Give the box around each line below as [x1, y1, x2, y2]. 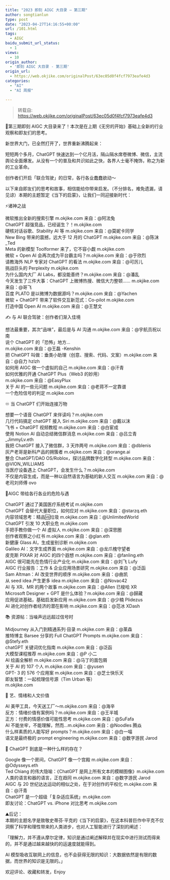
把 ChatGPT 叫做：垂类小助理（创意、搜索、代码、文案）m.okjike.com [5, 351, 152, 358]
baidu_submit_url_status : [5, 41, 60, 46]
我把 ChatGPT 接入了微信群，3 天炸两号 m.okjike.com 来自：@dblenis [5, 442, 151, 448]
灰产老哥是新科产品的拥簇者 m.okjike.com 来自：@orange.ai [5, 449, 131, 455]
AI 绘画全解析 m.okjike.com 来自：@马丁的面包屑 [5, 657, 108, 663]
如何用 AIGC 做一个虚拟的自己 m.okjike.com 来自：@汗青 [5, 364, 124, 370]
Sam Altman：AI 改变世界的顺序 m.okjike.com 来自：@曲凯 [5, 571, 128, 577]
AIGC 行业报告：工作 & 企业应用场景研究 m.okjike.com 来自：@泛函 [5, 565, 146, 571]
